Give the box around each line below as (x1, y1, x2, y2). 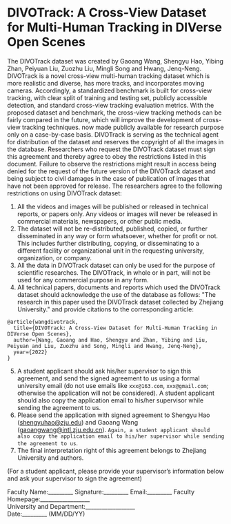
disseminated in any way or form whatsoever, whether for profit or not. (17, 231, 219, 240)
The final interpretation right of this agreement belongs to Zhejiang (17, 446, 207, 454)
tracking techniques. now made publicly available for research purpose (21, 123, 224, 131)
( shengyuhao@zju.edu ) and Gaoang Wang (17, 418, 139, 426)
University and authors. (17, 454, 84, 462)
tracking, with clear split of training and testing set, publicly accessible (7, 93, 208, 101)
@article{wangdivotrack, (7, 318, 79, 325)
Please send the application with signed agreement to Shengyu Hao (17, 411, 210, 419)
